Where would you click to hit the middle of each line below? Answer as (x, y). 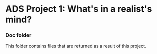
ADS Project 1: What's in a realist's (79, 9)
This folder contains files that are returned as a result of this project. (76, 46)
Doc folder (18, 35)
